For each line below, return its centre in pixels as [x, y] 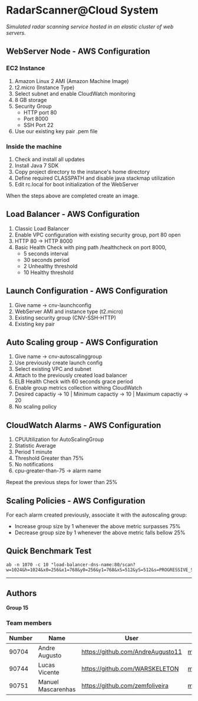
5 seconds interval [46, 254]
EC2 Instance [26, 68]
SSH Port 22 [39, 125]
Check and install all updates [49, 159]
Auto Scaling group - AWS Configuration [82, 342]
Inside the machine [34, 146]
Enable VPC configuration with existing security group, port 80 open [98, 235]
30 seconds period [46, 259]
